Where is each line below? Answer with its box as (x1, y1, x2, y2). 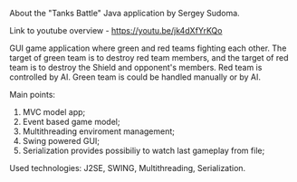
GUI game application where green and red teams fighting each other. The (9, 43, 287, 53)
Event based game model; (22, 117, 120, 127)
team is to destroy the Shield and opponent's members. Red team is (9, 62, 263, 72)
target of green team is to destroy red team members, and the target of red (9, 53, 289, 62)
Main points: (9, 90, 56, 100)
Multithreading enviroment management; (22, 126, 175, 137)
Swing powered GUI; (22, 136, 101, 146)
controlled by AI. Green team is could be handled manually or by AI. (9, 72, 261, 82)
